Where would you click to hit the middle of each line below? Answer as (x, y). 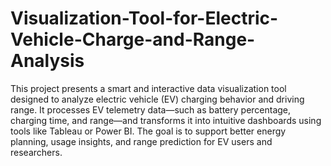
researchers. (36, 152)
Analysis (47, 61)
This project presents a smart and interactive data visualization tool (148, 88)
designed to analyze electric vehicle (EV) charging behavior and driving (157, 99)
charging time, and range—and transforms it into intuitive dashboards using (166, 120)
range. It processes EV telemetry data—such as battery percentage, (151, 109)
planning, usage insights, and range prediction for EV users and (141, 141)
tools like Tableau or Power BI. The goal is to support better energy (148, 131)
